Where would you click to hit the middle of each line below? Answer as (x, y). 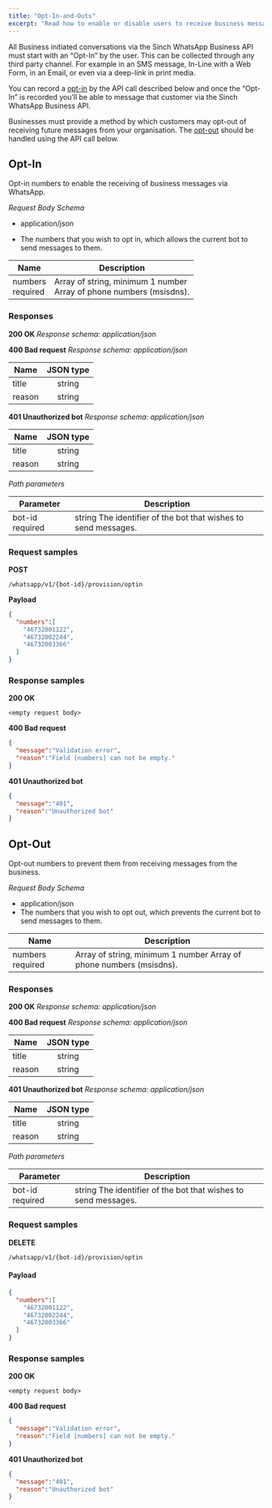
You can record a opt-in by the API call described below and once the (124, 88)
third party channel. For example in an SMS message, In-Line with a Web (130, 64)
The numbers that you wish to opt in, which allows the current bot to (134, 240)
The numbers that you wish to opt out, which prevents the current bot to (140, 912)
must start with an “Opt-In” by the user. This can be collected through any (132, 55)
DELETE (22, 1242)
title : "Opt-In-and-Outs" (52, 16)
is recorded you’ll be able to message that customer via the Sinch (128, 97)
